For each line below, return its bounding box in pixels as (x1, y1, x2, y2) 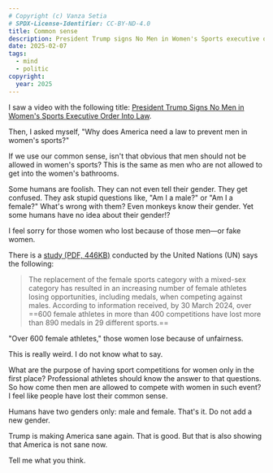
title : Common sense (8, 27, 79, 35)
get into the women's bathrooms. (8, 168, 119, 178)
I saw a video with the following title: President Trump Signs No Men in (8, 102, 245, 112)
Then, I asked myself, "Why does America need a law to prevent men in (8, 127, 248, 137)
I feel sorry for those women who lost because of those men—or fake (8, 225, 241, 236)
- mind (15, 58, 38, 66)
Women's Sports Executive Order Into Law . (8, 111, 152, 120)
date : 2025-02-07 (8, 42, 67, 50)
